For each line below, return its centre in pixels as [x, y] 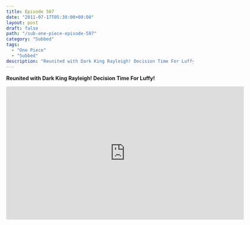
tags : [13, 45]
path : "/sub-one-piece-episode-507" [51, 34]
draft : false [22, 28]
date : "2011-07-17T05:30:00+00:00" [50, 17]
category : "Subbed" [30, 39]
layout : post [22, 22]
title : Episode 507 [30, 12]
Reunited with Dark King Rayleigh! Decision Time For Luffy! [81, 78]
